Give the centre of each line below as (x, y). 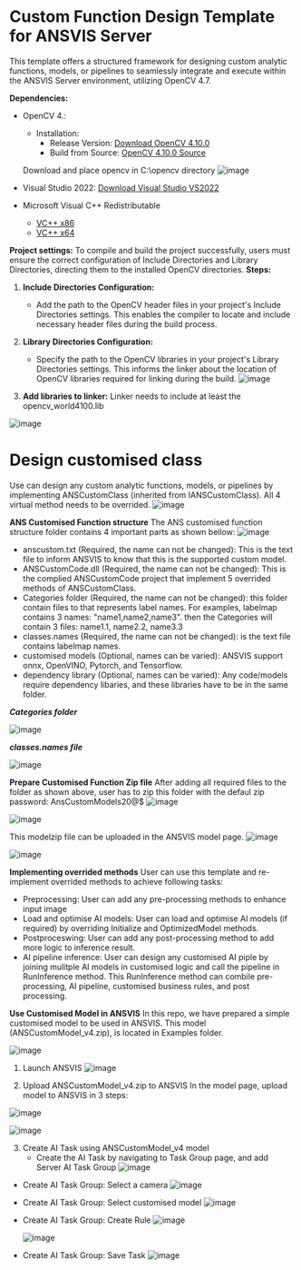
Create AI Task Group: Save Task (84, 1255)
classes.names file (46, 747)
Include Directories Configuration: (88, 287)
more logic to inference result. (79, 948)
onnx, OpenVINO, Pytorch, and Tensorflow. (102, 665)
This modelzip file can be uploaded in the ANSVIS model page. (127, 837)
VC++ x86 (55, 223)
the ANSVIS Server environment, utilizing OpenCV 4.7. (110, 80)
